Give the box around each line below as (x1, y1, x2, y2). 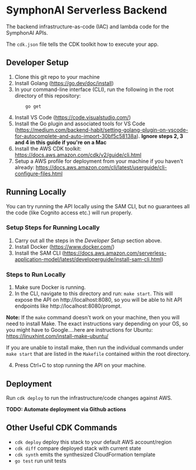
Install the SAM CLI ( (14, 249, 65, 256)
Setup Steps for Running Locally (6, 224, 100, 232)
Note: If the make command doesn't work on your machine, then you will (6, 314, 180, 321)
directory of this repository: (14, 92, 81, 99)
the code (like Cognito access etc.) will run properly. (6, 209, 133, 216)
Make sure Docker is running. (14, 284, 86, 291)
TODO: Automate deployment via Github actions (6, 405, 126, 412)
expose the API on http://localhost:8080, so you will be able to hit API (14, 296, 183, 304)
